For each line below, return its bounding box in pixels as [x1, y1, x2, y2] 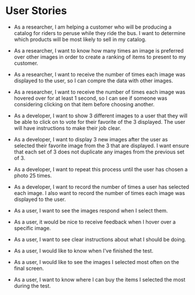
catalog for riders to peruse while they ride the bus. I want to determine [13, 29, 186, 36]
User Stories [5, 4, 67, 18]
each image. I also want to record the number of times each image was [13, 189, 185, 196]
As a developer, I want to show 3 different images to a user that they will [13, 112, 188, 119]
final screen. [13, 265, 44, 272]
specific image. [13, 224, 51, 231]
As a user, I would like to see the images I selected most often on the [13, 258, 179, 265]
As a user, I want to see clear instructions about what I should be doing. [13, 235, 186, 243]
